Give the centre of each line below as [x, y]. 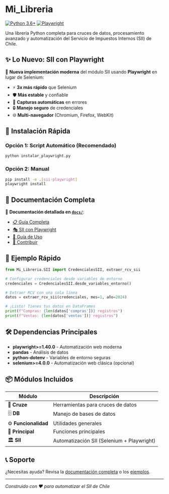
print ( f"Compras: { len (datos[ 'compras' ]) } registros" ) [64, 311]
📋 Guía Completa [31, 222]
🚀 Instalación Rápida [38, 131]
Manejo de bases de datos [84, 414]
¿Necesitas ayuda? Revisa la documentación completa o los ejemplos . [78, 472]
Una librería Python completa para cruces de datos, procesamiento [75, 33]
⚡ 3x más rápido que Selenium [45, 87]
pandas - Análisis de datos [40, 352]
